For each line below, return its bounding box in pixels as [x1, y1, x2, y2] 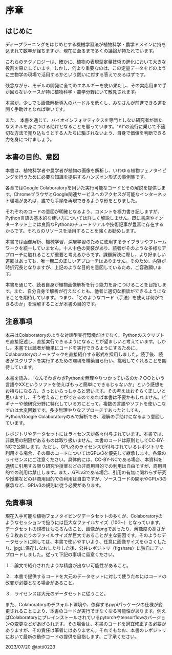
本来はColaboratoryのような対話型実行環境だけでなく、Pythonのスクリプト [5, 332, 165, 338]
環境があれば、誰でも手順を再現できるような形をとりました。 [9, 197, 140, 203]
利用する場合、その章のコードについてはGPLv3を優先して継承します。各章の [5, 450, 166, 456]
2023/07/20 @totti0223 [5, 644, 55, 650]
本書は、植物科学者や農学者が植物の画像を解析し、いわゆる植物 [5, 167, 140, 174]
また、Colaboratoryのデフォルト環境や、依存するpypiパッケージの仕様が [5, 602, 159, 608]
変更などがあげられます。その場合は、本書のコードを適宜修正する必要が [14, 621, 166, 627]
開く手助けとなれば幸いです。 [5, 106, 68, 112]
